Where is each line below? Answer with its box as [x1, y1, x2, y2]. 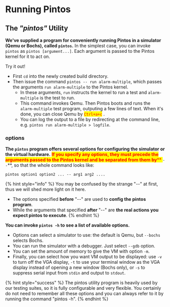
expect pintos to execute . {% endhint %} [12, 212, 100, 219]
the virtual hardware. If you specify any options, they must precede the [5, 151, 159, 158]
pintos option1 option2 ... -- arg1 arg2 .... [5, 172, 106, 177]
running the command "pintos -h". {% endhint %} [5, 296, 109, 302]
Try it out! [5, 64, 25, 69]
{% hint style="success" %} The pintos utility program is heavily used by [5, 280, 158, 286]
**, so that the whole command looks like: [7, 162, 94, 168]
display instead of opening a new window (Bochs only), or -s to [12, 264, 146, 270]
